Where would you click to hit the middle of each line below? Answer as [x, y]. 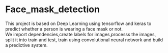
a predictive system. [26, 45]
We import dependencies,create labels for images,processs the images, [81, 34]
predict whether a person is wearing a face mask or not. [64, 29]
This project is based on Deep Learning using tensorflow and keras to [78, 23]
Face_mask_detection [53, 9]
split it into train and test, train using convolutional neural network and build [84, 40]
